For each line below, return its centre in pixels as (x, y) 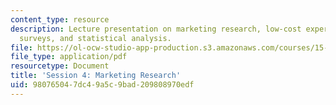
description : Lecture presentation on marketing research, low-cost (156, 29)
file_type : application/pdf (69, 57)
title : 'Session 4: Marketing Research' (96, 76)
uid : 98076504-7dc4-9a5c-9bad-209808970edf (102, 85)
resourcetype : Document (60, 66)
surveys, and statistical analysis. (95, 38)
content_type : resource (60, 19)
